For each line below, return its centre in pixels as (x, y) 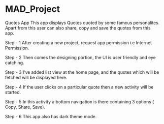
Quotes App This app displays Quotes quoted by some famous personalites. (82, 23)
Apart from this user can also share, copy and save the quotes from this (78, 28)
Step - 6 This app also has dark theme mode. (51, 116)
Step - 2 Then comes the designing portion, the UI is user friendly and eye (81, 57)
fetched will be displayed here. (36, 77)
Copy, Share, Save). (25, 107)
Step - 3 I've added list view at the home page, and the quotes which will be (82, 72)
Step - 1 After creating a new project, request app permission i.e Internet (79, 42)
